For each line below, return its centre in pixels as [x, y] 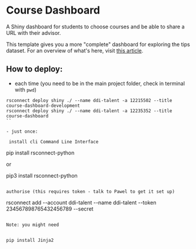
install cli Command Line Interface [54, 142]
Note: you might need [33, 225]
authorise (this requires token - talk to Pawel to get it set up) [91, 191]
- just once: [22, 131]
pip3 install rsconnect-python [42, 175]
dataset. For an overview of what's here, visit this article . [75, 50]
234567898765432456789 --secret [50, 209]
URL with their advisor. [34, 32]
